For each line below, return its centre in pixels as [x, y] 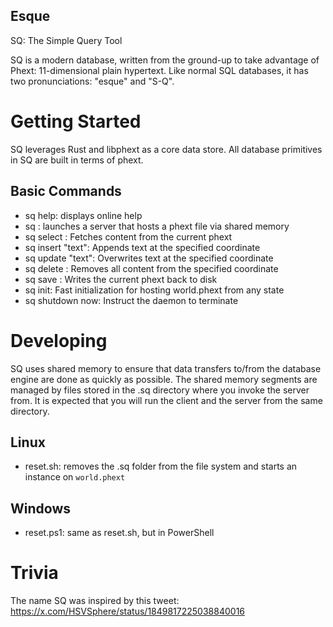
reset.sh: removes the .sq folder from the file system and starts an [161, 466]
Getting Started [76, 121]
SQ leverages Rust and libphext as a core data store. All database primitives [166, 149]
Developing [59, 340]
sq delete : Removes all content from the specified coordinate [151, 268]
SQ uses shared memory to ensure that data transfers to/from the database [166, 368]
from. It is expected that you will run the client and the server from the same [166, 400]
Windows [40, 508]
